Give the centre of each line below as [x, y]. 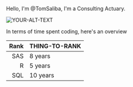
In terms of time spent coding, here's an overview [66, 31]
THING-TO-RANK [55, 46]
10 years [42, 75]
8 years [40, 56]
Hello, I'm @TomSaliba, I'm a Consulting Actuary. [66, 9]
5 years [40, 66]
